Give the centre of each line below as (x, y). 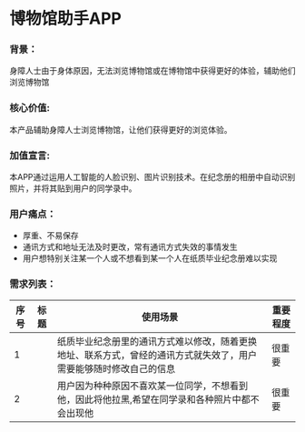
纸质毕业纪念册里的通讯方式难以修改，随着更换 (157, 341)
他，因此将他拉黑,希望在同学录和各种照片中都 (154, 399)
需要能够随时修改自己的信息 (117, 368)
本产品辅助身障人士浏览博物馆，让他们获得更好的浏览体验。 (121, 129)
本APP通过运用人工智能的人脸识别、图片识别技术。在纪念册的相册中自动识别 (152, 177)
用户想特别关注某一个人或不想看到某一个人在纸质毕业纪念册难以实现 (150, 258)
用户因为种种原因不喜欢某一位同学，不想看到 (153, 386)
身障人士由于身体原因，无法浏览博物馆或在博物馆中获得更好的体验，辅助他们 (152, 71)
